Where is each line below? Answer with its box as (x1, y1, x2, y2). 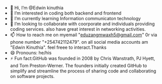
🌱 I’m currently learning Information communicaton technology (10, 16, 141, 21)
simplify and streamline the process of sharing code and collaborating (10, 68, 156, 74)
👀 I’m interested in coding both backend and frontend (10, 10, 121, 16)
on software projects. (10, 73, 55, 79)
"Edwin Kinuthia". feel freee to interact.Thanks (10, 44, 107, 50)
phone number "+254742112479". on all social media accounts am (10, 39, 148, 45)
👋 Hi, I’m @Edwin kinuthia (10, 5, 64, 11)
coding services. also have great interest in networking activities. (10, 26, 146, 32)
